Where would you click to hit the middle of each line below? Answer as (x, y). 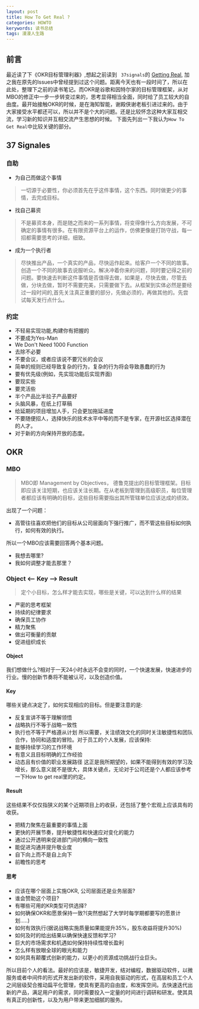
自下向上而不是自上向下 (43, 854)
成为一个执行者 (33, 250)
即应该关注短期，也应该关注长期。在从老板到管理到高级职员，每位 (101, 490)
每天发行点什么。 (47, 299)
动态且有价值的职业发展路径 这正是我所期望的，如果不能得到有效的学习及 (104, 762)
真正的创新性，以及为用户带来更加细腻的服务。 (68, 1000)
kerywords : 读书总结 (30, 28)
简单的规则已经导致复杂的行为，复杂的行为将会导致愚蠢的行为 (90, 366)
